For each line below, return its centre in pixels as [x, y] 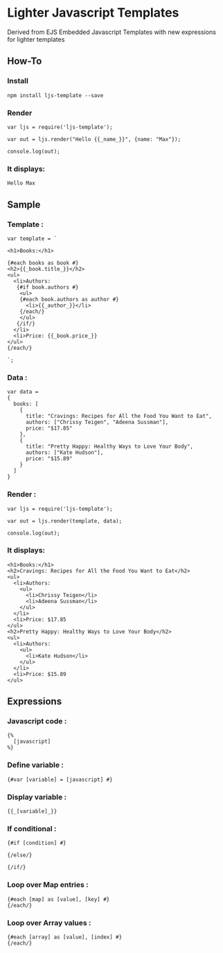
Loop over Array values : [49, 922]
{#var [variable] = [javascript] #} [60, 779]
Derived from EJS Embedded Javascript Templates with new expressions [112, 32]
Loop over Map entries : [48, 885]
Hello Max [21, 183]
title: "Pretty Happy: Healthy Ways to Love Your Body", [109, 447]
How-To [25, 61]
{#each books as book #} [43, 263]
